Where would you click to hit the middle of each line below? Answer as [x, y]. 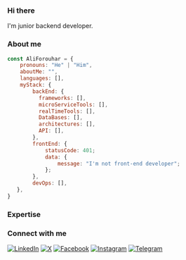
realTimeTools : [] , [67, 111]
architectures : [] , [67, 124]
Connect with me [37, 233]
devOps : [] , [50, 183]
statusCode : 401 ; [70, 150]
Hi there [21, 11]
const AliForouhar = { [40, 58]
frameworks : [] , [62, 98]
